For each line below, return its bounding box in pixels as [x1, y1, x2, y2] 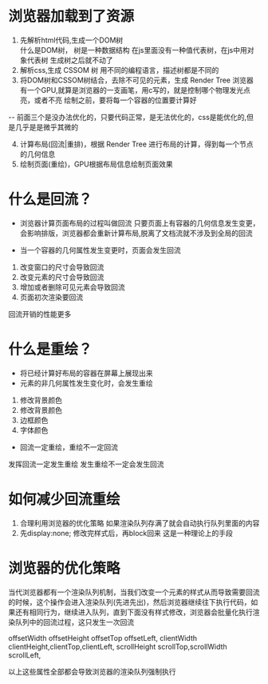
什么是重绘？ [8, 341, 93, 358]
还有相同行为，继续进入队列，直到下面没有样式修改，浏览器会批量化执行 [14, 607, 253, 617]
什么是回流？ [8, 190, 93, 209]
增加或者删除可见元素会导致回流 [19, 282, 125, 292]
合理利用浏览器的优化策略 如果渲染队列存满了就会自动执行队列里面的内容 [19, 518, 260, 528]
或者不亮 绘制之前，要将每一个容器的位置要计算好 [33, 95, 197, 105]
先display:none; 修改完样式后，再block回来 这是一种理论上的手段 [19, 528, 233, 538]
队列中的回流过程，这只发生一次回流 [14, 617, 134, 626]
